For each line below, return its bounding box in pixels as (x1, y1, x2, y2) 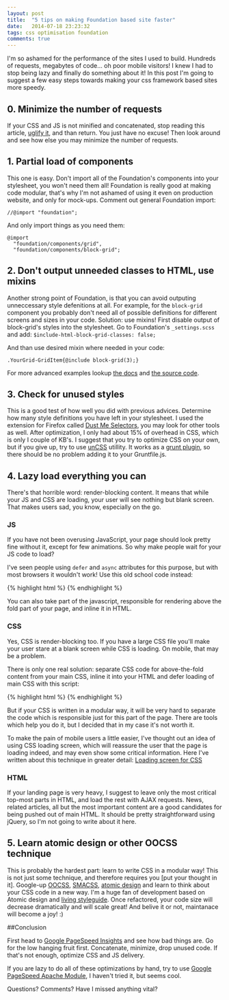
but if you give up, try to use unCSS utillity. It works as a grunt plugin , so (7, 443, 211, 451)
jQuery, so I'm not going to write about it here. (7, 818, 137, 826)
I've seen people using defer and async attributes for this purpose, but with (7, 563, 219, 572)
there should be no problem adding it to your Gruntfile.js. (7, 450, 167, 459)
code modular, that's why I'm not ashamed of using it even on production (7, 188, 213, 197)
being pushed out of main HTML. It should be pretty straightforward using (7, 810, 215, 818)
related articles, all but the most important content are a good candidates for (7, 803, 222, 812)
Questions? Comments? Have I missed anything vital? (7, 984, 159, 993)
